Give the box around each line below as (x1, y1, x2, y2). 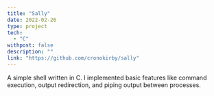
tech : (7, 29, 23, 36)
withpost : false (7, 42, 53, 49)
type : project (7, 23, 48, 29)
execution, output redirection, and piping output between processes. (7, 80, 201, 89)
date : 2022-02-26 (7, 16, 57, 23)
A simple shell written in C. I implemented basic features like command (7, 73, 207, 82)
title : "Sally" (7, 10, 51, 17)
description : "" (7, 49, 53, 56)
